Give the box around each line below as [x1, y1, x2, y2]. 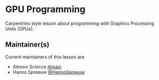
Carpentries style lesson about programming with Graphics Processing [5, 20, 154, 26]
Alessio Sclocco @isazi [12, 63, 62, 69]
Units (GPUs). [5, 25, 34, 31]
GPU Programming [5, 4, 86, 15]
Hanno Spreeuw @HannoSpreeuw [12, 69, 85, 75]
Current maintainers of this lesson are [5, 54, 85, 60]
